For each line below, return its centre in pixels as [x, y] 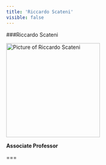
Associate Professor [32, 146]
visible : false [25, 17]
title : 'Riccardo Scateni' [40, 12]
